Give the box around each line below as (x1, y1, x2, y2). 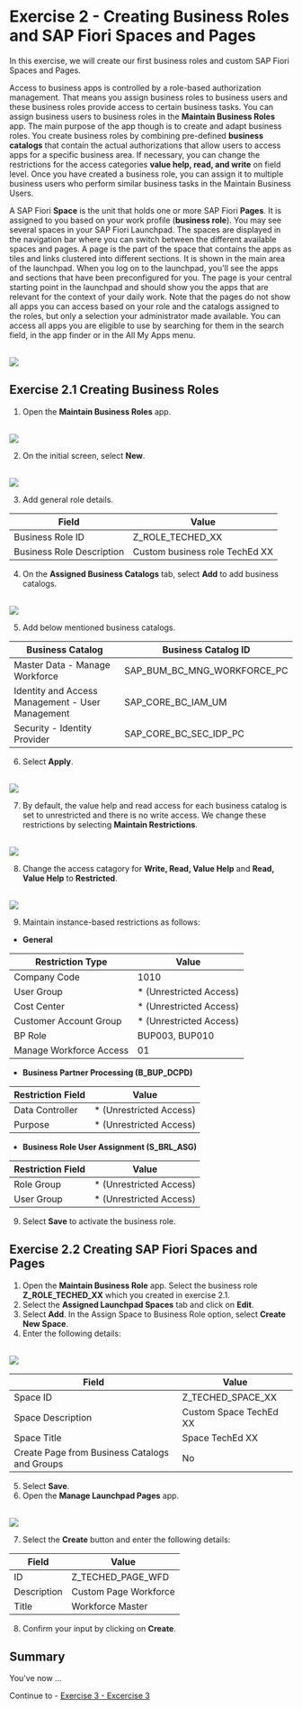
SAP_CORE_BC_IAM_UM (124, 696, 227, 708)
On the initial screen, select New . (22, 450, 146, 461)
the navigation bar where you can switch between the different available (9, 233, 277, 244)
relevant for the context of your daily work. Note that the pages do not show (9, 291, 291, 302)
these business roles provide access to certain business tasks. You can (9, 101, 274, 112)
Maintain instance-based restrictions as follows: (22, 917, 200, 928)
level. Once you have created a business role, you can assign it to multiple (9, 169, 284, 179)
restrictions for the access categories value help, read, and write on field (9, 159, 281, 169)
